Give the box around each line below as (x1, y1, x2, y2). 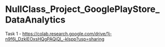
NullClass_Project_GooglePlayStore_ (5, 3, 160, 15)
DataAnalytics (5, 14, 66, 25)
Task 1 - (5, 30, 21, 36)
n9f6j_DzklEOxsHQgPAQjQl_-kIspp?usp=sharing (5, 36, 105, 42)
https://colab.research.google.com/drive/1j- (22, 30, 112, 36)
